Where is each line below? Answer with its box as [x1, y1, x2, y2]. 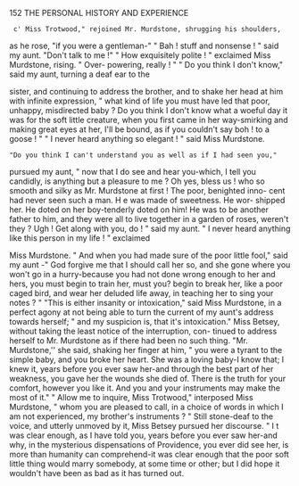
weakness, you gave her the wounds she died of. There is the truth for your [9, 374, 287, 383]
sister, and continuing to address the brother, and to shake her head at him [9, 86, 284, 96]
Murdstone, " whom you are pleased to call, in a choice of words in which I [9, 401, 284, 412]
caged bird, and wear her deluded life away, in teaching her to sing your [9, 288, 274, 298]
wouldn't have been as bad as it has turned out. [9, 468, 185, 478]
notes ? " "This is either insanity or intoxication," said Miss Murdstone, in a [9, 298, 282, 308]
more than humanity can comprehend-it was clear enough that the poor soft [9, 449, 290, 459]
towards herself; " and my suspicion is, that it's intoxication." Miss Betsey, [9, 317, 280, 326]
